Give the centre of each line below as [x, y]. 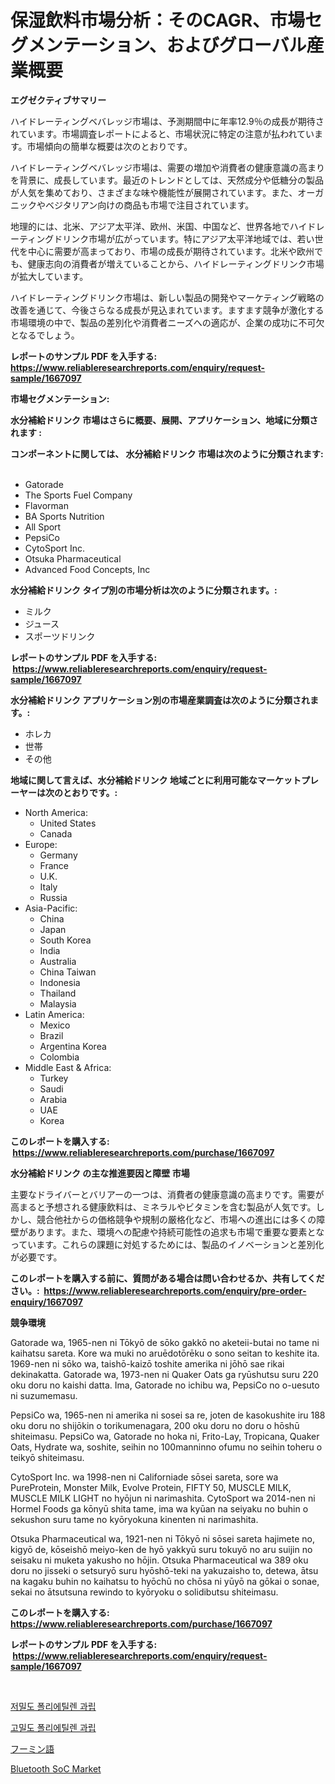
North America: [56, 812]
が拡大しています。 [49, 276]
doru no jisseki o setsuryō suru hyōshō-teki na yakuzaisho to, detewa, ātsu [164, 1570]
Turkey [54, 1078]
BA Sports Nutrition [64, 516]
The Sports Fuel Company [78, 495]
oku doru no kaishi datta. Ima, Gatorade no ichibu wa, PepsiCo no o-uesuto [165, 1385]
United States [68, 823]
